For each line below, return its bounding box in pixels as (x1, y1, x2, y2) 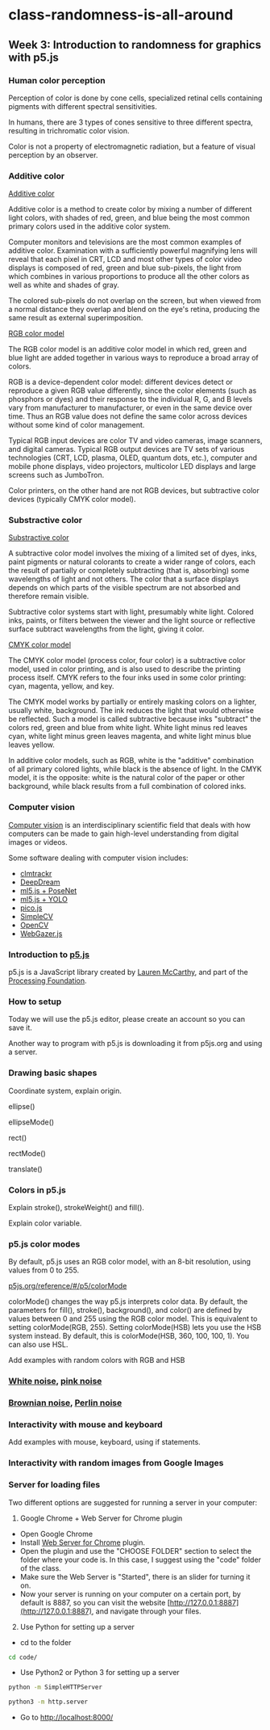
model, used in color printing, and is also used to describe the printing (8, 665, 241, 674)
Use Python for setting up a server (19, 1622, 135, 1631)
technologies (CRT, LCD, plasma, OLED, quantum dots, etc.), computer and (8, 453, 258, 462)
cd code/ (8, 1653, 38, 1661)
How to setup (8, 996, 62, 1007)
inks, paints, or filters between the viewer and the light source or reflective (8, 616, 255, 626)
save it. (8, 1023, 32, 1032)
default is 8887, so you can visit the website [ (19, 1597, 171, 1607)
